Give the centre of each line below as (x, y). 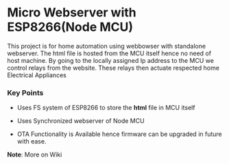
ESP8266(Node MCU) (70, 27)
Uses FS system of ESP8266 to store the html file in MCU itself (106, 108)
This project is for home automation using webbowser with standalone (107, 46)
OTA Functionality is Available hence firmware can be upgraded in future (119, 134)
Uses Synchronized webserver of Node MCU (81, 121)
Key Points (25, 92)
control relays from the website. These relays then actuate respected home (113, 68)
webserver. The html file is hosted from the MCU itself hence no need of (109, 53)
